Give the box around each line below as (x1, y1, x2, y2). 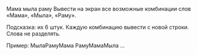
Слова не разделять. (6, 30, 61, 37)
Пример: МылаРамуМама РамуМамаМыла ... (6, 42, 125, 49)
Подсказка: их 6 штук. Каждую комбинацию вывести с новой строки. (6, 24, 190, 31)
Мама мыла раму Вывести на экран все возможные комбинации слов (6, 5, 191, 12)
